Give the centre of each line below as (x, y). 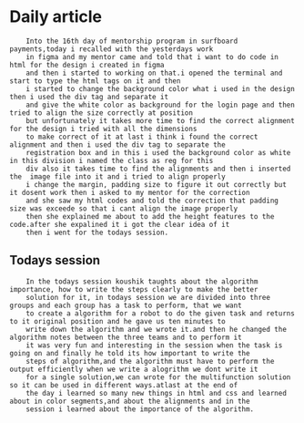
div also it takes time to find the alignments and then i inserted (158, 169)
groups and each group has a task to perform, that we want (126, 305)
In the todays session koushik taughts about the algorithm (142, 281)
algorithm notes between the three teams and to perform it (126, 337)
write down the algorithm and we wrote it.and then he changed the (156, 329)
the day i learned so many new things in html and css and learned (156, 393)
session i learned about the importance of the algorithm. (140, 409)
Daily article (56, 17)
